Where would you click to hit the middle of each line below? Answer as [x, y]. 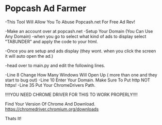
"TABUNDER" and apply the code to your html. [51, 41]
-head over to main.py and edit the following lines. [55, 65]
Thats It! [13, 118]
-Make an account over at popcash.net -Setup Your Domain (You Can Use [79, 31]
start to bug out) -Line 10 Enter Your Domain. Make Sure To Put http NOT [78, 80]
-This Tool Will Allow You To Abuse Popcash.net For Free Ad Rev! [70, 22]
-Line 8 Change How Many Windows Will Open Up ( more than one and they [81, 75]
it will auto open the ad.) [29, 56]
